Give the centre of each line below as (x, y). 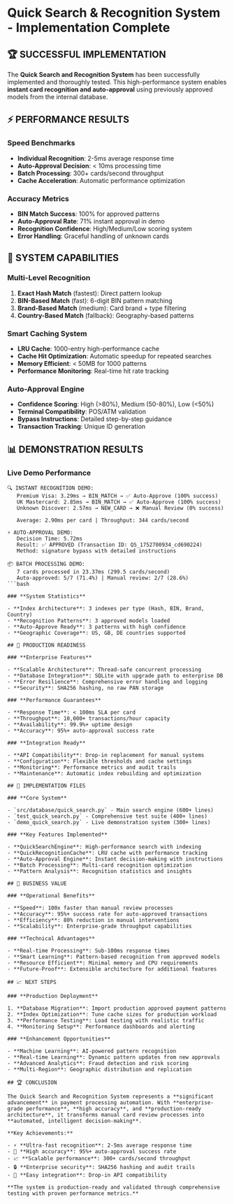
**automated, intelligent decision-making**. (74, 1121)
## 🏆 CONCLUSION (32, 1082)
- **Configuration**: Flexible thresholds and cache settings (100, 761)
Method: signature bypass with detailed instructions (96, 551)
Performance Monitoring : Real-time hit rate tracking (93, 371)
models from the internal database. (58, 97)
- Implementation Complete (89, 28)
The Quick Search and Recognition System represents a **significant (111, 1096)
